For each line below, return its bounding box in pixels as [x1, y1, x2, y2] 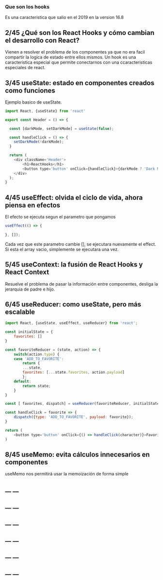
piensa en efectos [5, 201, 61, 209]
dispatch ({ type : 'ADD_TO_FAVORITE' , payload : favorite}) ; [14, 415, 133, 419]
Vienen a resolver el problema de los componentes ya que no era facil [5, 49, 145, 55]
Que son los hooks [5, 3, 50, 10]
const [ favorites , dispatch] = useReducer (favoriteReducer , [5, 401, 131, 406]
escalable [5, 308, 35, 316]
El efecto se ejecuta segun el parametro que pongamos [5, 214, 116, 220]
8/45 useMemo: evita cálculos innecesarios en [5, 451, 150, 458]
